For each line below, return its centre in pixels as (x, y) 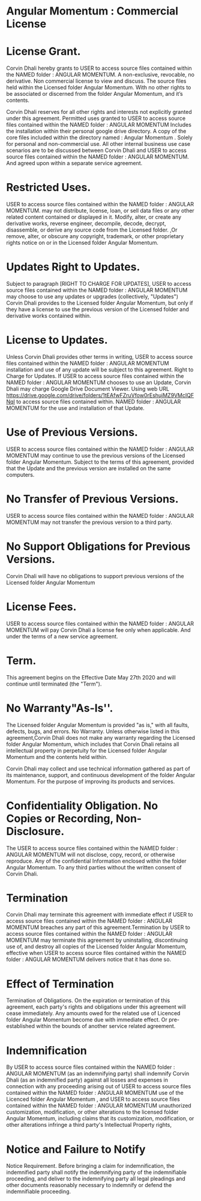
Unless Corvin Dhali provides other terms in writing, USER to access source (100, 356)
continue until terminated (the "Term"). (54, 684)
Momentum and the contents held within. (57, 757)
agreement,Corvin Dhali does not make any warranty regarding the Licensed (101, 737)
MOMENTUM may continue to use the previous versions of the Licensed (96, 455)
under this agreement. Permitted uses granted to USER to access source (96, 118)
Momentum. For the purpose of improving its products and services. (91, 781)
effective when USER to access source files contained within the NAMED (96, 953)
